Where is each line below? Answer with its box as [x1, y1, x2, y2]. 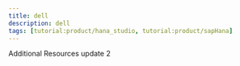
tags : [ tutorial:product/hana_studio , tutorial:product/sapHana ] [8, 27, 233, 35]
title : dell [8, 11, 48, 20]
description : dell [8, 19, 70, 27]
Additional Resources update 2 [8, 49, 111, 59]
